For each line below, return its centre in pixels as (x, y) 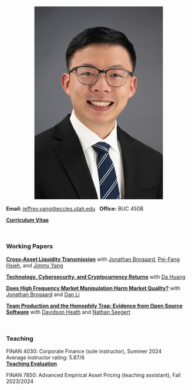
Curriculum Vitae (27, 220)
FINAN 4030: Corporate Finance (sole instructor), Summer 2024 (84, 351)
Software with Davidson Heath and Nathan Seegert (68, 312)
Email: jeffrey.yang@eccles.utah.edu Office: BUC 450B (75, 208)
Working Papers (30, 246)
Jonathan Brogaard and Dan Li (43, 294)
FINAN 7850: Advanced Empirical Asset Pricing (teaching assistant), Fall (93, 375)
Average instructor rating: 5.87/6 (46, 358)
